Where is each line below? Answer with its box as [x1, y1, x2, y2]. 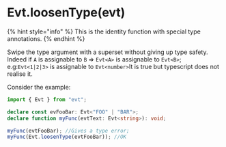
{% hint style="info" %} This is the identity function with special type [7, 27, 201, 36]
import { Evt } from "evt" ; [7, 96, 87, 103]
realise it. [7, 70, 33, 78]
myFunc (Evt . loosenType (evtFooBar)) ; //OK [7, 133, 127, 141]
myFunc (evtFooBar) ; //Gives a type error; [7, 127, 130, 134]
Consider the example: [7, 83, 71, 91]
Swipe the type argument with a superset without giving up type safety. [7, 48, 208, 56]
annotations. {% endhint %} [7, 34, 85, 42]
